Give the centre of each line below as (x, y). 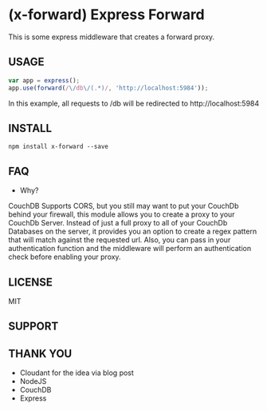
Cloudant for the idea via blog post (77, 373)
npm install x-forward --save (59, 147)
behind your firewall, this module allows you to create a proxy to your (122, 214)
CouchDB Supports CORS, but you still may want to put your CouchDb (124, 206)
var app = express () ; (44, 80)
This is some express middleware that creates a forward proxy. (112, 37)
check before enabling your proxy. (65, 257)
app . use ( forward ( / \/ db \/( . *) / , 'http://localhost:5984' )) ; (108, 88)
